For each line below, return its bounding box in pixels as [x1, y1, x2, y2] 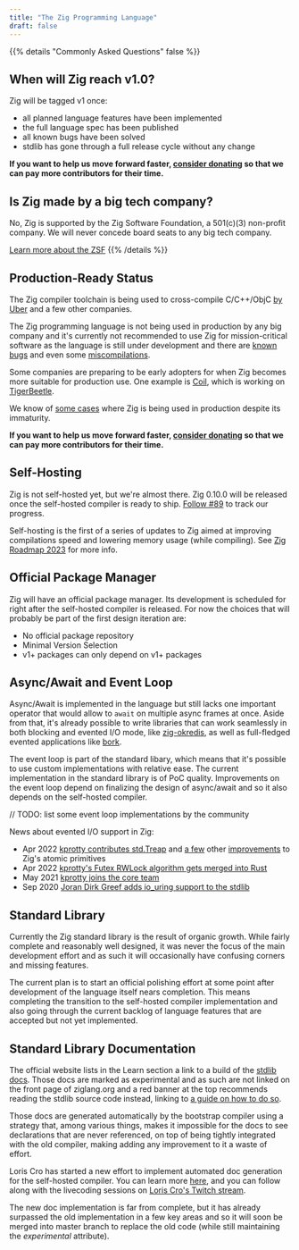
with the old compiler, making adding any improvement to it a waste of [9, 1139, 268, 1149]
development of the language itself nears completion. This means [9, 986, 251, 997]
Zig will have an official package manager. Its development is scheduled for [9, 593, 287, 604]
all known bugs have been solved [21, 131, 145, 143]
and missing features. [9, 960, 89, 970]
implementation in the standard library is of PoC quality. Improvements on [9, 773, 279, 784]
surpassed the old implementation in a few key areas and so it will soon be [9, 1212, 283, 1222]
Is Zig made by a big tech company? [9, 194, 213, 209]
